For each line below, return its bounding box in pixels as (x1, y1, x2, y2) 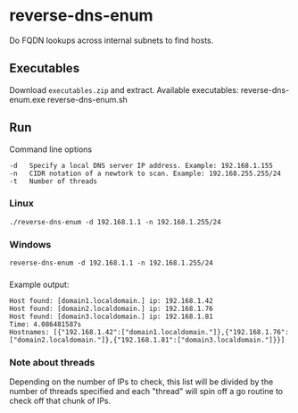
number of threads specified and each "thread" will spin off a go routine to (9, 386, 284, 397)
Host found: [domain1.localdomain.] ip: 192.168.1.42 (9, 297, 214, 306)
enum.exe (9, 94, 46, 105)
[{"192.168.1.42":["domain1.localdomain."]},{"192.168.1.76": (53, 328, 290, 337)
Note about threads (9, 357, 95, 368)
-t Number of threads (9, 176, 98, 186)
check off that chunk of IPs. (9, 395, 112, 407)
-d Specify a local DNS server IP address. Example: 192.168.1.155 (9, 161, 274, 170)
